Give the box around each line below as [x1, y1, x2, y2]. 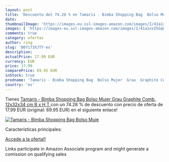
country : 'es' [5, 82, 35, 87]
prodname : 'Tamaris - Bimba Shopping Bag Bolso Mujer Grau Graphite [5, 77, 158, 83]
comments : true [5, 31, 37, 36]
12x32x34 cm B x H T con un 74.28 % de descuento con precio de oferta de [5, 101, 163, 107]
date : [5, 17, 17, 22]
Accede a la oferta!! [5, 136, 46, 142]
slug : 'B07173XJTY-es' [5, 45, 53, 50]
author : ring [5, 40, 33, 45]
